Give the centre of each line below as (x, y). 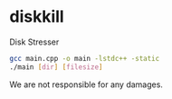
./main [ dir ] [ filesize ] (56, 67)
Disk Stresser (34, 42)
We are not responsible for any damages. (86, 84)
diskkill (37, 17)
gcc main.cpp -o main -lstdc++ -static (85, 58)
